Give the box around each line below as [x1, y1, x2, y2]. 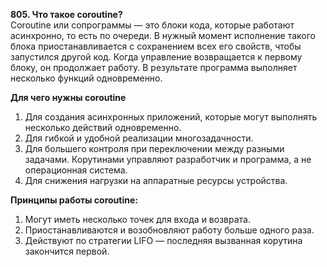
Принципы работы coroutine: [10, 194, 138, 206]
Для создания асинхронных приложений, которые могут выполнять [24, 111, 318, 123]
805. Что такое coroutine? [10, 9, 123, 20]
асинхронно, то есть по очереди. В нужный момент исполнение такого [10, 30, 316, 41]
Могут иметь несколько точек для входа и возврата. [24, 214, 251, 225]
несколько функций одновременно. [10, 72, 163, 84]
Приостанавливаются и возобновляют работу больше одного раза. [24, 224, 315, 236]
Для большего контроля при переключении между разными [24, 143, 285, 154]
